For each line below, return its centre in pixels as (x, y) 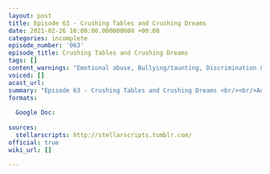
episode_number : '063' (46, 46)
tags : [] (23, 61)
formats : (23, 98)
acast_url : (27, 83)
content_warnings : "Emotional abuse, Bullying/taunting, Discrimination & (136, 68)
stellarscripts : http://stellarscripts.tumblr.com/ (104, 135)
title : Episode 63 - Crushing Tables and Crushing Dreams (107, 23)
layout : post (30, 16)
